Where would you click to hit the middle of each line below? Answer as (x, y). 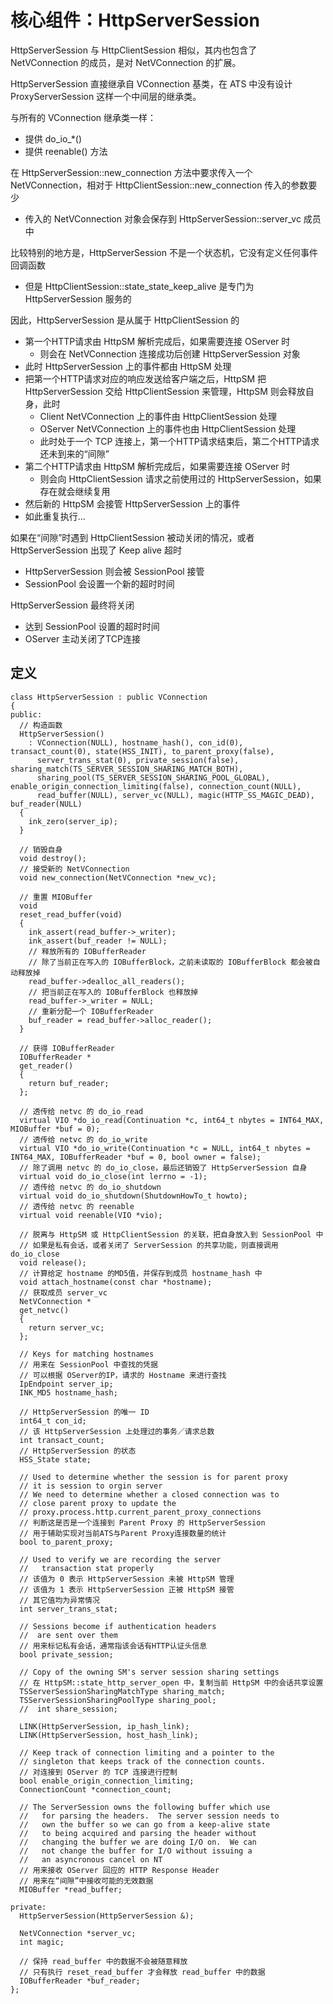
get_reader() (46, 1066)
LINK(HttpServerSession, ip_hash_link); (104, 1726)
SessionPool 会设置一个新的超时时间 (99, 583)
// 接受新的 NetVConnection (74, 869)
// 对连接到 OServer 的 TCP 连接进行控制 (98, 1772)
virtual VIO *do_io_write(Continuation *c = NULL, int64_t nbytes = (165, 1148)
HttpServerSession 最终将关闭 (72, 605)
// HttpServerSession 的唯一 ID (84, 1412)
